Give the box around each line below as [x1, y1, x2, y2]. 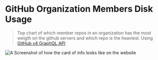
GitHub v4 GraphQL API [17, 40, 65, 46]
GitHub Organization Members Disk [5, 3, 154, 15]
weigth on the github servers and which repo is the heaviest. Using [17, 35, 153, 41]
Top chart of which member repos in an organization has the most [17, 30, 152, 36]
